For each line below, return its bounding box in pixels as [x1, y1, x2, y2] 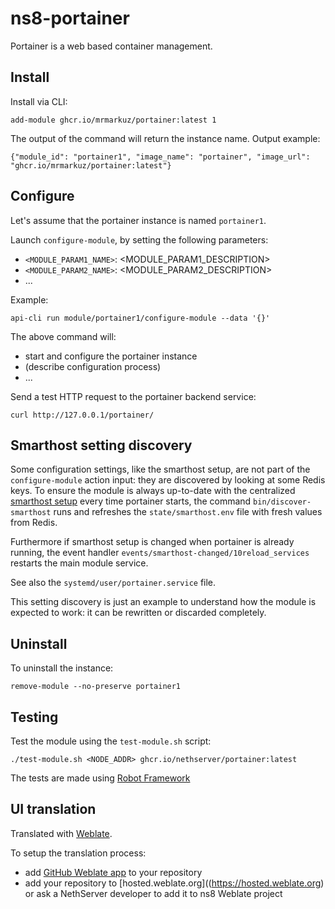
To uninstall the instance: [10, 662, 114, 674]
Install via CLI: [10, 95, 68, 107]
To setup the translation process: [10, 847, 147, 859]
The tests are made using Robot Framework [10, 772, 191, 784]
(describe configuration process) [24, 360, 162, 372]
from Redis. [10, 517, 58, 529]
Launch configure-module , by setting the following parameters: [10, 233, 269, 246]
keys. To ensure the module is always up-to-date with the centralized [10, 485, 296, 497]
